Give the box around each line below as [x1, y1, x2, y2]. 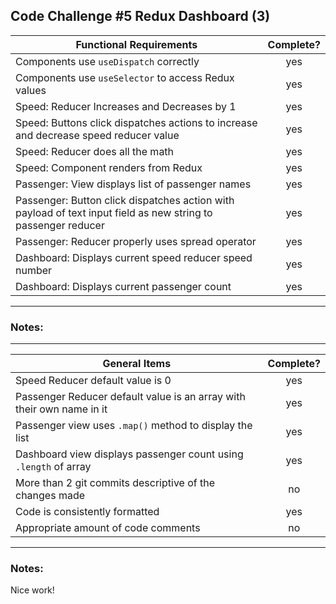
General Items [102, 357, 172, 371]
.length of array [15, 460, 92, 474]
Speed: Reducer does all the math [15, 144, 175, 158]
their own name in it [15, 402, 108, 416]
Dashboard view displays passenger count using [15, 447, 244, 461]
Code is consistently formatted [15, 505, 160, 519]
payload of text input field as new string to [15, 205, 213, 219]
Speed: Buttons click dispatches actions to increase [15, 115, 258, 129]
